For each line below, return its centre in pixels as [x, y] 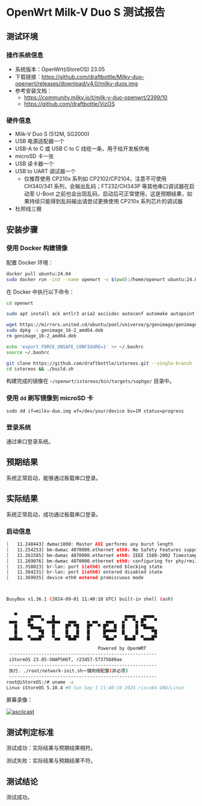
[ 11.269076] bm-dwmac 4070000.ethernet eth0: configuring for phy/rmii [102, 561]
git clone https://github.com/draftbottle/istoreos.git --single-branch [99, 363]
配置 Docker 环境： [30, 262]
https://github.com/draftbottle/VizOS [69, 103]
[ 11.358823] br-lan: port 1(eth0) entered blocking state [84, 567]
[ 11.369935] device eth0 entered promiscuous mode [75, 578]
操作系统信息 [25, 55]
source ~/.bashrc [28, 352]
